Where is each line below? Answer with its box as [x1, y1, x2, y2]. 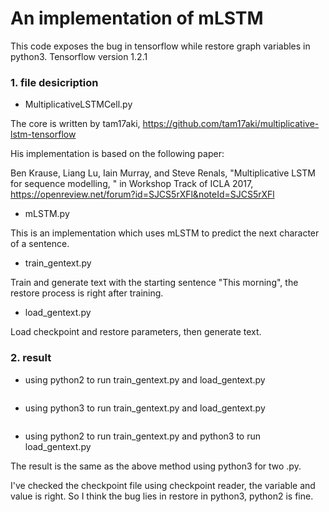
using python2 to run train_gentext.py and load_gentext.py [24, 373, 266, 386]
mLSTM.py [24, 208, 70, 220]
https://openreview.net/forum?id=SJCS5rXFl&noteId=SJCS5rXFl [10, 188, 275, 201]
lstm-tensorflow [10, 128, 77, 141]
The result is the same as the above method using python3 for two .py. [10, 460, 302, 472]
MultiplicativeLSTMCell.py [24, 98, 133, 111]
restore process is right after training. [10, 287, 164, 299]
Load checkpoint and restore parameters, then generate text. [10, 326, 262, 338]
